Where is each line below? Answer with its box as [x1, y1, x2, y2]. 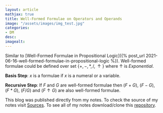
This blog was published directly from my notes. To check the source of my [5, 97, 159, 103]
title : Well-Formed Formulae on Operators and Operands [5, 16, 122, 21]
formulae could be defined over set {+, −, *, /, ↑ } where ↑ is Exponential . [5, 63, 154, 69]
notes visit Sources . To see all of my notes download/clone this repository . [5, 102, 157, 108]
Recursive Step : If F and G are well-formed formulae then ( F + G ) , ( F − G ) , [5, 82, 155, 88]
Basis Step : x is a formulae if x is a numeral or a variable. [5, 72, 121, 79]
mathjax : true [5, 12, 34, 17]
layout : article [5, 7, 38, 12]
